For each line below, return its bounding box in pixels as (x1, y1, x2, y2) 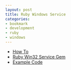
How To (12, 48, 29, 55)
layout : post (5, 7, 32, 12)
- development (5, 26, 35, 31)
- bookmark (5, 21, 28, 26)
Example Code (12, 59, 43, 65)
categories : (5, 16, 30, 21)
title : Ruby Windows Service (5, 12, 66, 17)
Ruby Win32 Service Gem (12, 54, 66, 60)
